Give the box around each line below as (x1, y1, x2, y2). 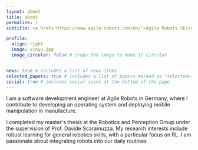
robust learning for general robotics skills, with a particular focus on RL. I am (6, 131, 192, 138)
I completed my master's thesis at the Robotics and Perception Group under (6, 119, 190, 126)
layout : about (6, 8, 41, 15)
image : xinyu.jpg (11, 46, 54, 53)
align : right (11, 41, 44, 47)
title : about (6, 14, 38, 20)
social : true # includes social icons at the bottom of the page (6, 79, 170, 85)
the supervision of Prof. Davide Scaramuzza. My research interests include (6, 125, 188, 132)
